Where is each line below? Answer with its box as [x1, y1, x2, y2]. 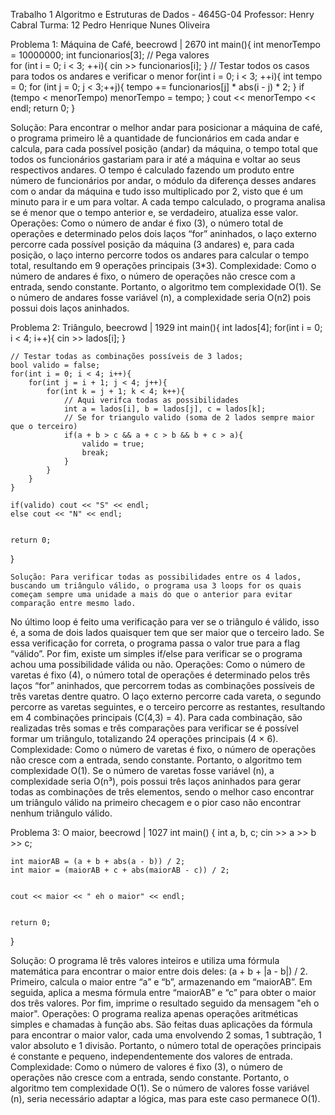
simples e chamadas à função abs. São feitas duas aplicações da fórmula [10, 1019, 313, 1030]
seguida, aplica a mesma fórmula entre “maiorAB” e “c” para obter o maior [10, 987, 317, 998]
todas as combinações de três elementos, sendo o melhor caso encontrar [10, 786, 315, 798]
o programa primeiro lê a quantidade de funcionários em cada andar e [10, 132, 300, 144]
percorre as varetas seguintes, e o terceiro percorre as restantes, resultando [10, 701, 326, 713]
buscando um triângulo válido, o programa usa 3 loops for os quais [10, 581, 302, 591]
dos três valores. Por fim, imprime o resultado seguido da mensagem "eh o [10, 997, 320, 1009]
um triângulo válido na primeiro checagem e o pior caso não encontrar [10, 797, 302, 808]
